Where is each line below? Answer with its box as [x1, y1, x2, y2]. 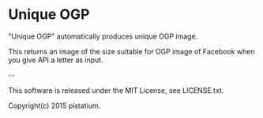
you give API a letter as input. [8, 55, 104, 65]
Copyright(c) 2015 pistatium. [8, 101, 101, 110]
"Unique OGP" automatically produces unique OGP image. [8, 31, 198, 41]
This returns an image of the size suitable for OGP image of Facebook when [8, 46, 255, 56]
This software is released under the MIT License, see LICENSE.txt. [8, 85, 224, 95]
